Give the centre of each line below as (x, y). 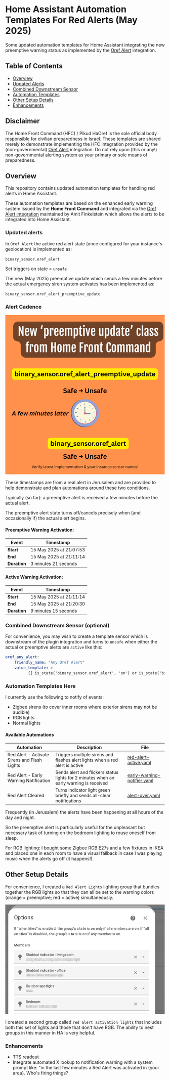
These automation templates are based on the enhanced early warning (79, 203)
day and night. (20, 817)
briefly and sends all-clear (83, 796)
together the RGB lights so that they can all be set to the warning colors (80, 892)
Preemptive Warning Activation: (40, 530)
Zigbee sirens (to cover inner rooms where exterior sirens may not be (85, 707)
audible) (21, 712)
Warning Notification (29, 781)
